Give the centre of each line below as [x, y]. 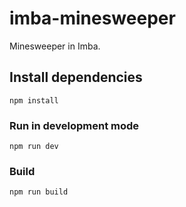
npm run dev [34, 147]
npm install [34, 100]
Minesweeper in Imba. [55, 46]
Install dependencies [76, 77]
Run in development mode [74, 125]
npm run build [39, 192]
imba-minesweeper [92, 18]
